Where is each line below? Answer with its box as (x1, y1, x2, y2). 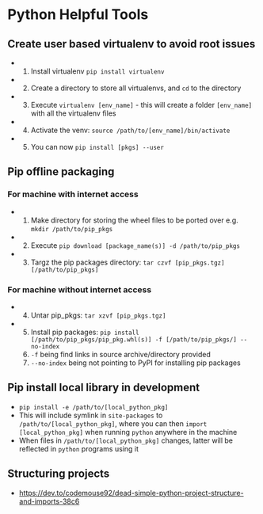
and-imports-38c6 (18, 497, 80, 506)
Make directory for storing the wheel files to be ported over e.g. (30, 215, 238, 225)
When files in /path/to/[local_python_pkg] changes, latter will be (18, 436, 233, 445)
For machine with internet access (7, 188, 139, 200)
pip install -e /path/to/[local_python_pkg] (18, 403, 169, 411)
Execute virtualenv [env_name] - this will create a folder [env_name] (30, 101, 253, 109)
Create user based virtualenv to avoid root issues (7, 37, 256, 51)
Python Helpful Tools (7, 6, 149, 24)
